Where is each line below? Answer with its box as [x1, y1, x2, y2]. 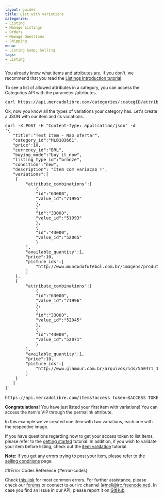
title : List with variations [5, 12, 64, 17]
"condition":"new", [13, 162, 59, 168]
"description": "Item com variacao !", [13, 167, 108, 172]
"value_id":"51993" [35, 215, 82, 221]
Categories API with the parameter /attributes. [5, 90, 97, 96]
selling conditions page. [5, 458, 53, 464]
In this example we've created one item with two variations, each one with [5, 419, 153, 425]
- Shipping [5, 39, 27, 44]
